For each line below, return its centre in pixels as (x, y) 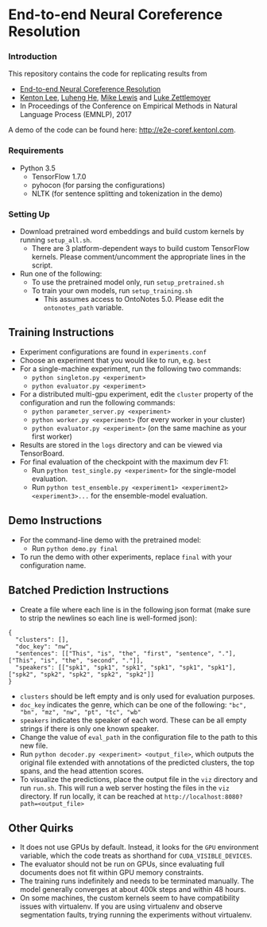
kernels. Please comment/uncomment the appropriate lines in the (139, 257)
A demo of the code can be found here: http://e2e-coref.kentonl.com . (122, 130)
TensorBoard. (42, 453)
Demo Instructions (55, 520)
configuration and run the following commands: (97, 402)
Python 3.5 (37, 168)
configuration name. (53, 565)
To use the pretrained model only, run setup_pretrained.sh (128, 282)
